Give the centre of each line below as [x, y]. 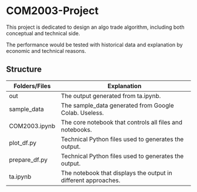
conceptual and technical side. [43, 33]
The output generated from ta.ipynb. [111, 96]
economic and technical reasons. [46, 50]
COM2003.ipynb [32, 126]
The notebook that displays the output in [116, 173]
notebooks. [76, 129]
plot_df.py [23, 143]
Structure [24, 70]
